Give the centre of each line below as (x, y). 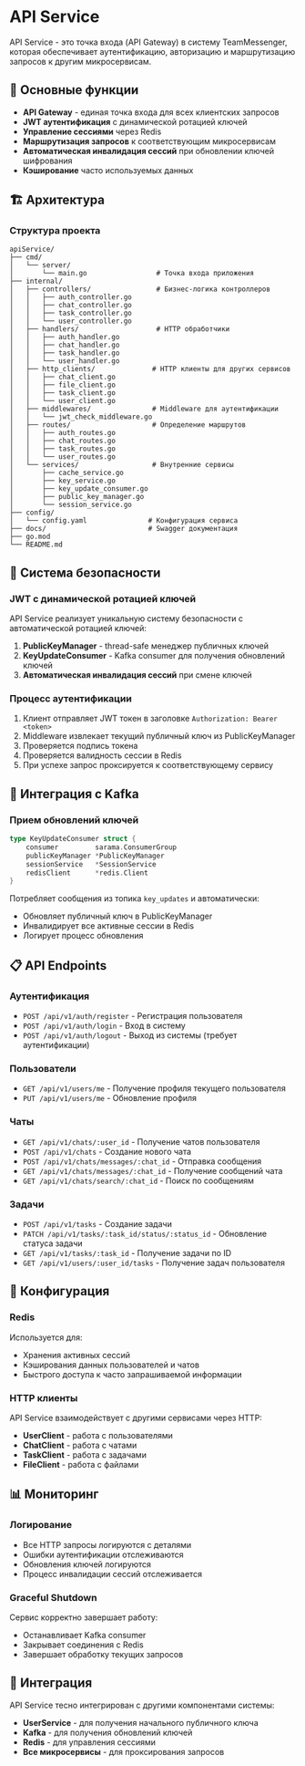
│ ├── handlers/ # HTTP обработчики (120, 329)
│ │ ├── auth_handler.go (65, 338)
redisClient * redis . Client (87, 873)
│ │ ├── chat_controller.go (71, 306)
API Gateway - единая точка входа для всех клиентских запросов (151, 112)
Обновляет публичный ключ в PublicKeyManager (117, 916)
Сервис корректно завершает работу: (84, 1617)
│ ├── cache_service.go (67, 473)
